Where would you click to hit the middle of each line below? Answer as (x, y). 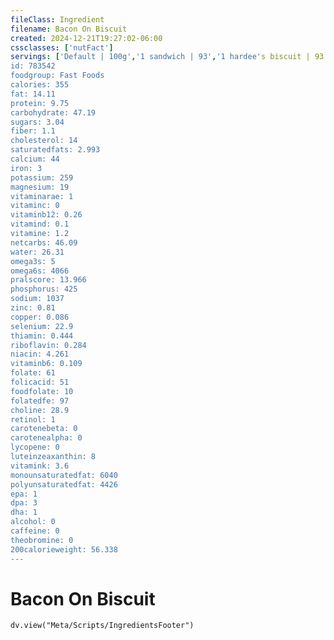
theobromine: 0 (42, 540)
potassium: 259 (42, 177)
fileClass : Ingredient (57, 19)
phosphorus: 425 (44, 289)
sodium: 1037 (37, 299)
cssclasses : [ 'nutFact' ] (62, 47)
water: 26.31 (37, 252)
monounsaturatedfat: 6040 (64, 475)
